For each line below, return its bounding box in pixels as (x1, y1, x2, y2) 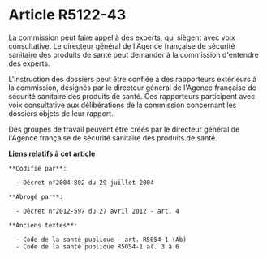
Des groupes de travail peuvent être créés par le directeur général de (8, 124, 240, 134)
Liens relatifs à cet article (8, 149, 96, 158)
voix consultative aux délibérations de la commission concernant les (8, 100, 237, 110)
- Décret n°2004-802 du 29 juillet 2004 (15, 179, 154, 187)
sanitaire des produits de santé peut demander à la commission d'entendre (8, 50, 260, 59)
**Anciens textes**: (8, 221, 79, 229)
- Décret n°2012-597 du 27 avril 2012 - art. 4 (15, 207, 180, 215)
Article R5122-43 (8, 6, 127, 24)
